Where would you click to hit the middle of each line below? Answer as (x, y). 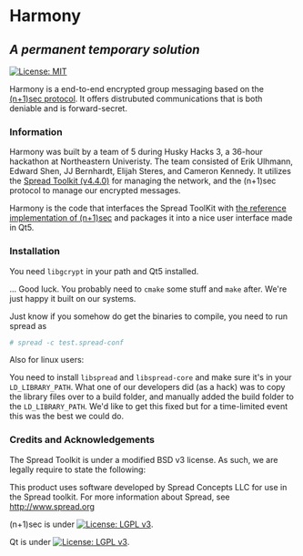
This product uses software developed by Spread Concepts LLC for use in (148, 487)
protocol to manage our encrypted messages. (95, 190)
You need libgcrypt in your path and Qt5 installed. (104, 271)
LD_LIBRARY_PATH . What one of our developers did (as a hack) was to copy (147, 387)
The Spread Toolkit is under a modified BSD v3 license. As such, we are (144, 459)
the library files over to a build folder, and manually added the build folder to (151, 396)
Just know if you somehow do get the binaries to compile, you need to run (149, 316)
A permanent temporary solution (105, 50)
